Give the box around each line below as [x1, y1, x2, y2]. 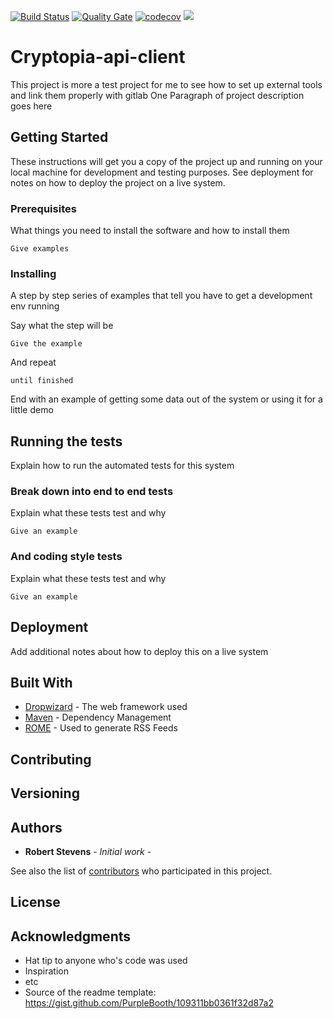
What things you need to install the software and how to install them [10, 225, 290, 237]
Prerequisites [10, 201, 77, 215]
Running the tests [10, 433, 123, 450]
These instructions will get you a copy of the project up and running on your [10, 155, 323, 167]
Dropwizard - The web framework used [24, 701, 188, 713]
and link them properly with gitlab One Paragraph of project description [10, 89, 305, 101]
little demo [10, 404, 54, 416]
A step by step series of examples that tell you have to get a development [10, 290, 313, 302]
